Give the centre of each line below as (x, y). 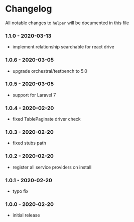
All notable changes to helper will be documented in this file (67, 23)
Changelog (29, 9)
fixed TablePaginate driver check (47, 119)
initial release (26, 215)
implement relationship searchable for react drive (63, 47)
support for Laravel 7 (34, 95)
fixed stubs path (29, 143)
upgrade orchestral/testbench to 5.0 (50, 71)
